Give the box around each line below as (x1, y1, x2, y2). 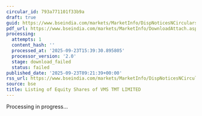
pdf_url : (6, 25, 28, 32)
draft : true (6, 14, 36, 20)
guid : (6, 20, 20, 26)
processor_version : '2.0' (11, 53, 77, 59)
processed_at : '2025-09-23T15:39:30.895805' (11, 48, 125, 54)
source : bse (6, 81, 36, 87)
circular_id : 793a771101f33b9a (6, 8, 85, 15)
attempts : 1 (11, 36, 42, 42)
